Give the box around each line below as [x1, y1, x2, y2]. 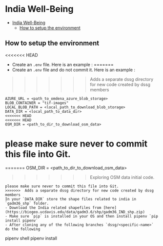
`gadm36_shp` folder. [5, 201, 49, 206]
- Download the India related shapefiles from [5, 205, 102, 210]
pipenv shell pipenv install [5, 235, 58, 241]
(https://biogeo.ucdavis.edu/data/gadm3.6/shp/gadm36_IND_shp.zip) [5, 209, 145, 214]
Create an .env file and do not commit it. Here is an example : [12, 67, 136, 73]
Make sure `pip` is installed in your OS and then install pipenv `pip [9, 214, 159, 219]
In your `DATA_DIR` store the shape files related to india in [5, 197, 137, 201]
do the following [5, 226, 41, 231]
